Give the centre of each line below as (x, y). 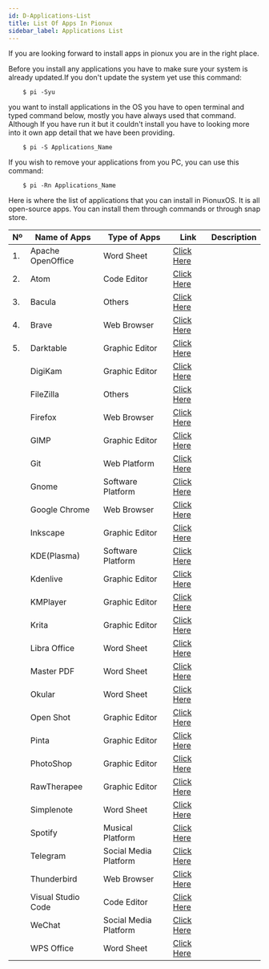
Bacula (43, 302)
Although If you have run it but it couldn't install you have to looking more (129, 124)
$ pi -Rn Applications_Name (69, 185)
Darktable (49, 348)
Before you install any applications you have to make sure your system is (128, 69)
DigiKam (46, 372)
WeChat (46, 926)
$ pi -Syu (39, 92)
